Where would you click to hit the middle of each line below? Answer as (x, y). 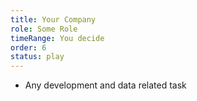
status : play (37, 57)
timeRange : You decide (57, 38)
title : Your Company (53, 19)
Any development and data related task (105, 85)
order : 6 (28, 47)
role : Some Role (44, 29)
